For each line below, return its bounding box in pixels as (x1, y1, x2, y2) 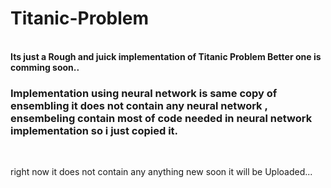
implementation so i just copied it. (10, 123, 179, 137)
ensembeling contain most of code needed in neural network (10, 111, 313, 125)
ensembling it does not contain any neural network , (10, 98, 268, 112)
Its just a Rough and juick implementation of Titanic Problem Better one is (10, 50, 322, 62)
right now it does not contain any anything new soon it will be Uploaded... (10, 166, 313, 178)
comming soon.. (10, 61, 80, 73)
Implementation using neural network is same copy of (10, 86, 278, 100)
